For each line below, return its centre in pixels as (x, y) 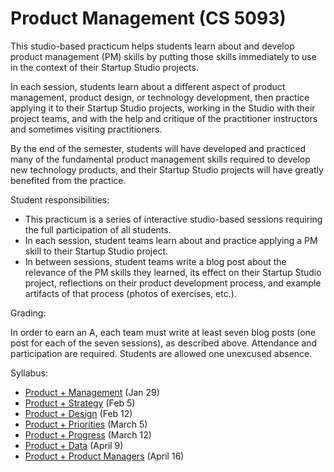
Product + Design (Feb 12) (78, 413)
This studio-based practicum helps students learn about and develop (152, 46)
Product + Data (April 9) (74, 445)
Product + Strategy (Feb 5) (80, 403)
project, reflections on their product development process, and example (173, 283)
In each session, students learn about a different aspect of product (148, 86)
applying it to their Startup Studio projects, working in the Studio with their (163, 108)
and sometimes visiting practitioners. (86, 129)
